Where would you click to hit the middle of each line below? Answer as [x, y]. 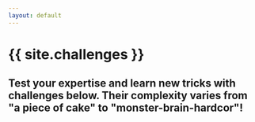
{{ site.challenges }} [76, 54]
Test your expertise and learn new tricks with [122, 83]
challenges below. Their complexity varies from [128, 96]
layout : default [35, 15]
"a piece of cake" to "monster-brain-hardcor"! [126, 108]
